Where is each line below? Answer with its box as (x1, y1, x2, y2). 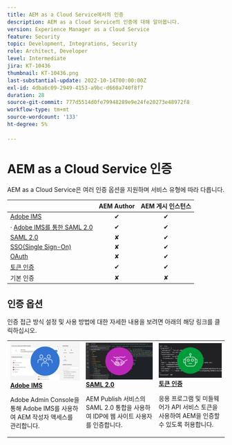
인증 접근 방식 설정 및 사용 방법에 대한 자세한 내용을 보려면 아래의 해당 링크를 (7, 317, 213, 326)
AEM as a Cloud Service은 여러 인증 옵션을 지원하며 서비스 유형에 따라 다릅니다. (7, 185, 225, 193)
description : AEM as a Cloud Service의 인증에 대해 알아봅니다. (7, 18, 180, 26)
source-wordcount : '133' (7, 114, 79, 121)
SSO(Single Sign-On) (10, 243, 72, 251)
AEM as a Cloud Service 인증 (7, 161, 173, 177)
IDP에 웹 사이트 (93, 412, 135, 420)
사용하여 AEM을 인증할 (158, 411, 220, 419)
